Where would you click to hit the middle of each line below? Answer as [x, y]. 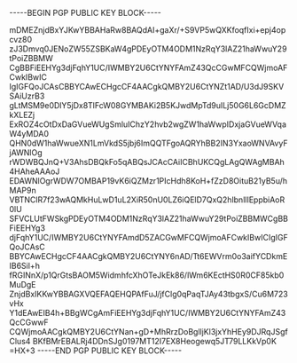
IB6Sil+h [24, 266]
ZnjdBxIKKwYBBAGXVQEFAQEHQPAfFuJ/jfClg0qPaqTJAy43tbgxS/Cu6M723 [148, 294]
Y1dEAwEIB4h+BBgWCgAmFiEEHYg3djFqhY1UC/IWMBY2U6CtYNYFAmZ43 [148, 313]
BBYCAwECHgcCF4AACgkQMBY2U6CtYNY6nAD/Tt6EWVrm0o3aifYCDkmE [148, 256]
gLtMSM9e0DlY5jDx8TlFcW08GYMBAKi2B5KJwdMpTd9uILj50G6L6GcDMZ [148, 105]
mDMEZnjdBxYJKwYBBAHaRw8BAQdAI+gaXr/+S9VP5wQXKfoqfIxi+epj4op [148, 30]
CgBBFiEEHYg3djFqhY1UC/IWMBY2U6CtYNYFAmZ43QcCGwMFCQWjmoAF [148, 67]
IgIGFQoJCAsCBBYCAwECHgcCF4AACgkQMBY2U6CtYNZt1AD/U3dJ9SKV [147, 87]
